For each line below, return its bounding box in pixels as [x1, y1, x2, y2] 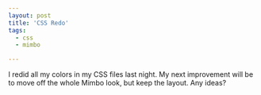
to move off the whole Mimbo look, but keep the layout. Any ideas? [8, 78, 227, 88]
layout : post [8, 11, 52, 20]
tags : [8, 26, 26, 34]
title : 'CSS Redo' [8, 19, 69, 27]
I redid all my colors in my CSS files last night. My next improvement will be [8, 70, 254, 79]
